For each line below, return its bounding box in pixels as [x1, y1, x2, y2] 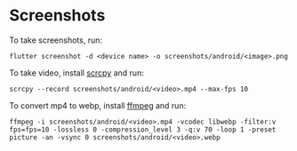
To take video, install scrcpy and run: [9, 68, 144, 78]
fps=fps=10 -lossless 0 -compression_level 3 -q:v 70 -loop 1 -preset [9, 125, 277, 134]
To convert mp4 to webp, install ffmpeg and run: [9, 99, 187, 111]
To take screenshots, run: [9, 35, 102, 45]
